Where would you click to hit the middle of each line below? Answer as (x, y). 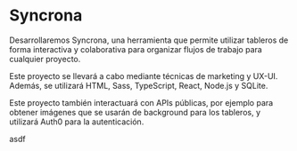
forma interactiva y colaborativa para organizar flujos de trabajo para (136, 49)
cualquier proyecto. (45, 59)
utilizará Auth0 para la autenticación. (77, 122)
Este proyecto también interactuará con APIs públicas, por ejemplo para (141, 102)
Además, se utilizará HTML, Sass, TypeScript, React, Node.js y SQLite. (139, 85)
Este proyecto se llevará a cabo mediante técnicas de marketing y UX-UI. (144, 75)
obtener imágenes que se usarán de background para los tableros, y (135, 112)
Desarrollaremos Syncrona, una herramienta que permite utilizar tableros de (149, 40)
